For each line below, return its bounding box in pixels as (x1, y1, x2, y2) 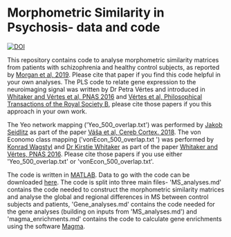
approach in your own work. (7, 107, 88, 115)
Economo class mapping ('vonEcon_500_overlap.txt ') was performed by (7, 135, 214, 143)
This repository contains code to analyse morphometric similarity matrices (7, 55, 219, 64)
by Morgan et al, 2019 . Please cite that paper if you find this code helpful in (7, 70, 221, 79)
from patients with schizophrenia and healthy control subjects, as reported (7, 63, 220, 71)
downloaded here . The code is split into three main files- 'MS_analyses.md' (7, 178, 222, 186)
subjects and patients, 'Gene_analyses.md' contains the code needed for (7, 200, 216, 208)
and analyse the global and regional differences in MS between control (7, 192, 209, 201)
